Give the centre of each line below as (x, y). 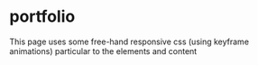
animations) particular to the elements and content (103, 51)
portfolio (42, 17)
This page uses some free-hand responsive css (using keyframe (129, 42)
